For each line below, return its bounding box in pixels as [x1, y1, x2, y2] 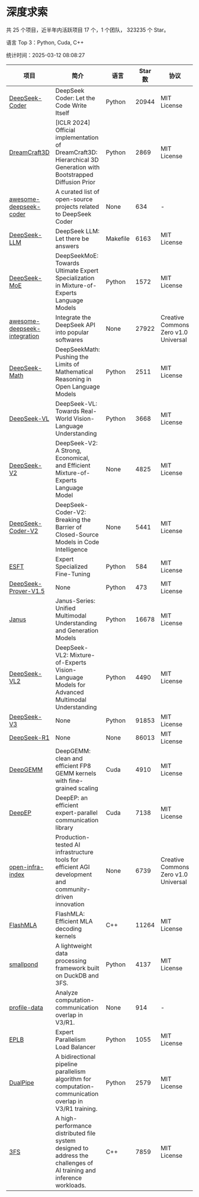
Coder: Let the [55, 93, 95, 102]
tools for [55, 855, 79, 863]
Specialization [55, 274, 95, 282]
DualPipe [9, 1078, 34, 1086]
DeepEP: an [55, 794, 88, 802]
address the [55, 1151, 89, 1160]
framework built [55, 964, 99, 972]
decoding [55, 925, 82, 933]
